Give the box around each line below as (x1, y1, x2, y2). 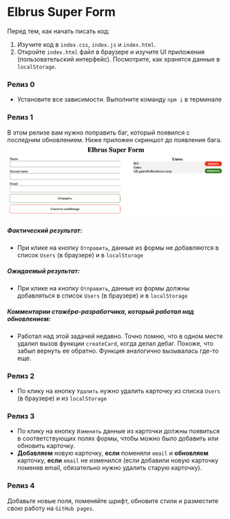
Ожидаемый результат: (7, 266, 81, 275)
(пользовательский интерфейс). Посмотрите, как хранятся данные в (17, 55, 220, 63)
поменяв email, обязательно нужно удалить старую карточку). (17, 464, 202, 472)
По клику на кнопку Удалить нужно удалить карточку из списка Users (17, 387, 220, 395)
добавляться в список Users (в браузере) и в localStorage (17, 291, 188, 300)
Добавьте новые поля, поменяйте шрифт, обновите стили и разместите (7, 496, 219, 505)
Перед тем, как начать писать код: (7, 27, 110, 35)
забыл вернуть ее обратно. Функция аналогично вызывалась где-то (17, 346, 219, 355)
